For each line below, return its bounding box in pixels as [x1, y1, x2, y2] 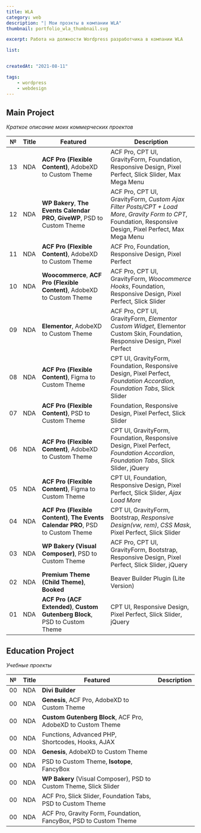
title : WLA [6, 8, 33, 15]
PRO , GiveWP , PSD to [41, 214, 103, 222]
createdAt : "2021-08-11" [6, 64, 68, 70]
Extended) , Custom [41, 603, 99, 611]
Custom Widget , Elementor [110, 322, 187, 330]
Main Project [6, 108, 55, 118]
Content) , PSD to [41, 409, 91, 417]
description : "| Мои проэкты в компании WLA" [6, 20, 121, 26]
